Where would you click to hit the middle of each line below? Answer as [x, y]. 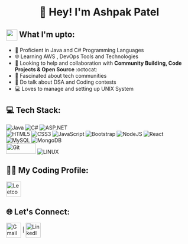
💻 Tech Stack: [33, 110]
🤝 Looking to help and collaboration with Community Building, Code [98, 63]
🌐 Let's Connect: [38, 212]
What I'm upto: [47, 34]
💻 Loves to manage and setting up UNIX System [74, 89]
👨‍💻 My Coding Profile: [47, 171]
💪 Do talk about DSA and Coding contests [65, 82]
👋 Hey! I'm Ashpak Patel [99, 12]
